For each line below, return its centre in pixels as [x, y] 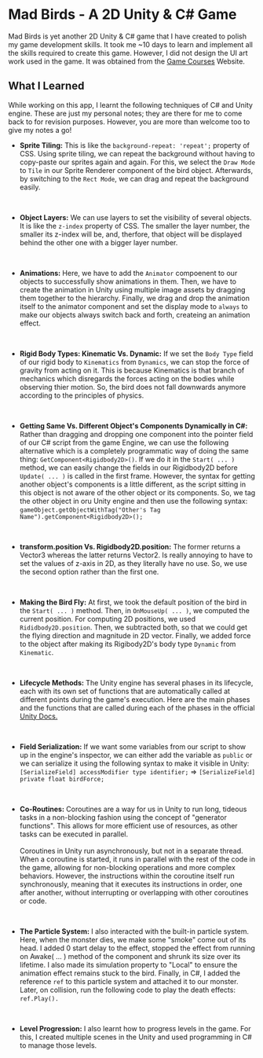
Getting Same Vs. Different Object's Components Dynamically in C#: [133, 425]
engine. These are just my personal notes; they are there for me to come [125, 113]
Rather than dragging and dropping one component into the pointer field [136, 434]
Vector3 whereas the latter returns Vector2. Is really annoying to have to [136, 555]
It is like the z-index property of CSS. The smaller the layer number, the [134, 226]
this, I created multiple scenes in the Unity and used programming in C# [136, 1037]
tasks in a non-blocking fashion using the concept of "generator [123, 817]
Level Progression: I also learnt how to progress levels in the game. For [135, 1028]
